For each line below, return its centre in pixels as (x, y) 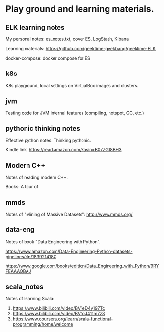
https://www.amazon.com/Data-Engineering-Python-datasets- (69, 251)
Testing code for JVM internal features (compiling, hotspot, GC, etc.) (75, 113)
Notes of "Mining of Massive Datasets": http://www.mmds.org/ (69, 214)
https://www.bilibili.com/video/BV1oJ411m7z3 (59, 313)
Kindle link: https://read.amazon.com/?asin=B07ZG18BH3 (64, 150)
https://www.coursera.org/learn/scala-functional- (63, 319)
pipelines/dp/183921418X (31, 256)
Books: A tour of (22, 187)
